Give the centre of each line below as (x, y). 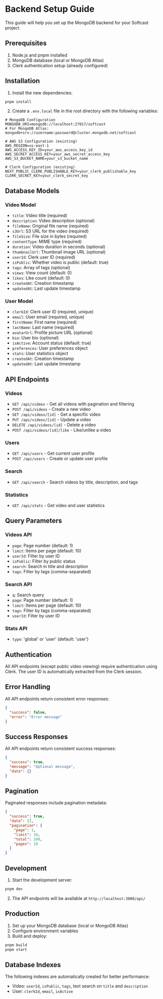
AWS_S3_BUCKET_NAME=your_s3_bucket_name (47, 159)
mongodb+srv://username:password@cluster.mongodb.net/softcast (71, 133)
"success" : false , (28, 712)
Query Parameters (34, 521)
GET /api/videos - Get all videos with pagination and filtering (73, 404)
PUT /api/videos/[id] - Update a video (51, 420)
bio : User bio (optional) (35, 338)
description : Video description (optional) (53, 221)
